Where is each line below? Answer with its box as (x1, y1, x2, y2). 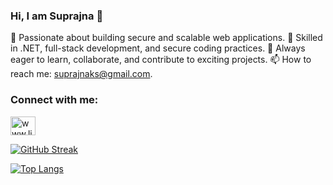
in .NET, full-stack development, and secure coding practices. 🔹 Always (10, 42, 306, 54)
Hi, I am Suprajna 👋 (10, 9, 104, 23)
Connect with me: (10, 93, 99, 107)
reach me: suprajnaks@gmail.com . (10, 68, 153, 80)
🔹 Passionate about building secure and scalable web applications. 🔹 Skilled (10, 32, 323, 44)
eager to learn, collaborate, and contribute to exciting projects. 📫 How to (10, 54, 312, 66)
